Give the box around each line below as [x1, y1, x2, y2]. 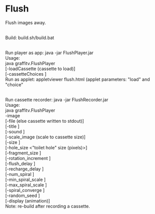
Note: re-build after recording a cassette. [5, 203, 91, 209]
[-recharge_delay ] [5, 166, 44, 172]
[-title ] [5, 123, 20, 129]
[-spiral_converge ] [5, 187, 45, 193]
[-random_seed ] [5, 192, 40, 198]
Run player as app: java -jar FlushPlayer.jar [5, 50, 94, 56]
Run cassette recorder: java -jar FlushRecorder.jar [5, 96, 109, 103]
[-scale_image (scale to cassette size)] [5, 134, 86, 140]
